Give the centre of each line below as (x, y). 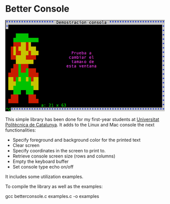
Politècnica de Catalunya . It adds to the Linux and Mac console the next (80, 125)
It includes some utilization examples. (44, 176)
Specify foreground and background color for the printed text (76, 140)
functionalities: (21, 130)
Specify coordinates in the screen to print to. (59, 150)
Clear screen (26, 145)
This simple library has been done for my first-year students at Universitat (82, 119)
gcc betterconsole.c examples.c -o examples (52, 196)
